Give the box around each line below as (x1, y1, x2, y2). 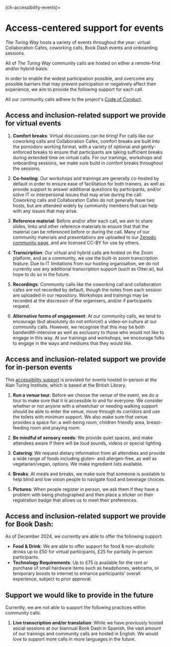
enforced (12, 149, 32, 155)
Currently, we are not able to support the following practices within (5, 604, 146, 611)
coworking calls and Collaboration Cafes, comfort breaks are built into (12, 138, 160, 144)
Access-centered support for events (5, 23, 164, 34)
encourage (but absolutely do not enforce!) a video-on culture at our (12, 318, 157, 324)
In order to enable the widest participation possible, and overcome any (5, 75, 154, 81)
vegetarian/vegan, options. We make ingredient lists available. (12, 461, 143, 467)
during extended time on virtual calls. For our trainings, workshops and (12, 154, 162, 160)
